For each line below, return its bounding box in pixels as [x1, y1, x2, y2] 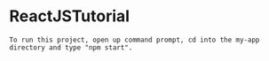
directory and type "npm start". [9, 42, 133, 52]
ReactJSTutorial [9, 6, 131, 27]
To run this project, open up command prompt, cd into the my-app [9, 35, 260, 44]
